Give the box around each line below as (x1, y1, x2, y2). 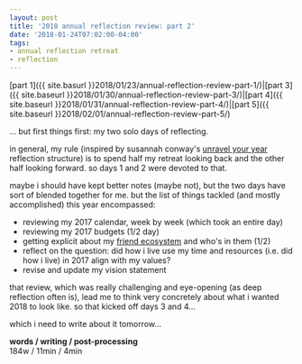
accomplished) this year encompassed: (9, 199, 156, 210)
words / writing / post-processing (9, 336, 138, 347)
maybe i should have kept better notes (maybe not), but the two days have (9, 180, 286, 190)
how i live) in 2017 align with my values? (22, 255, 171, 266)
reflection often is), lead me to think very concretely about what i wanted (9, 292, 279, 302)
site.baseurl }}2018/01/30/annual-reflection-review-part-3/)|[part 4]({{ (21, 89, 283, 100)
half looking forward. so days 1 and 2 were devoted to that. (9, 163, 228, 173)
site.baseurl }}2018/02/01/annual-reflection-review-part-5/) (9, 109, 231, 119)
